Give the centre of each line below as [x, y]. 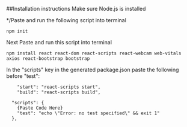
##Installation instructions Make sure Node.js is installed [76, 9]
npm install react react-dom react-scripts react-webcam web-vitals [94, 53]
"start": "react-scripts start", [59, 87]
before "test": [23, 76]
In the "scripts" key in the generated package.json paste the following [93, 69]
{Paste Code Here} [40, 108]
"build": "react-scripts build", [59, 92]
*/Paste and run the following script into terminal [66, 20]
